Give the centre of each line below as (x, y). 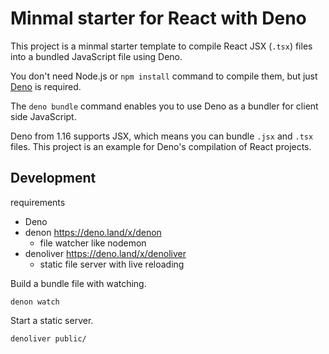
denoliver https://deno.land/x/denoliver (105, 253)
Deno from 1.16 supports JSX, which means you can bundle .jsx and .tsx (162, 136)
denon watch (35, 302)
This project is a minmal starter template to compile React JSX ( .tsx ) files (161, 46)
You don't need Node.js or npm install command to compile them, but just (164, 76)
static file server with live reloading (112, 264)
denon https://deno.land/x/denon (93, 232)
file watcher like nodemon (93, 243)
